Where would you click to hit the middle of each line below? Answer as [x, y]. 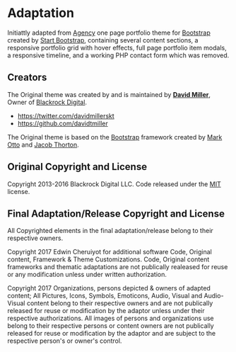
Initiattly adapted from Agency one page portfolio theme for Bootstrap [109, 33]
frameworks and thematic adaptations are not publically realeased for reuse [118, 267]
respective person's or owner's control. [65, 341]
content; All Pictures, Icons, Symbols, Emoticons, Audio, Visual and [105, 296]
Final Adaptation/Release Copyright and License [116, 214]
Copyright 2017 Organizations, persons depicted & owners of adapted [109, 288]
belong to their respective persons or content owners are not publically [111, 326]
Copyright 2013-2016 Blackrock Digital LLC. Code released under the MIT [114, 184]
